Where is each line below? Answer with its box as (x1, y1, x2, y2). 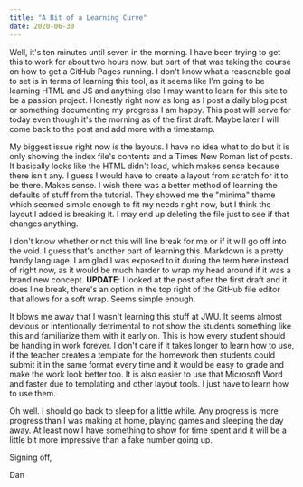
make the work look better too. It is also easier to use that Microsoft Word (9, 368, 283, 379)
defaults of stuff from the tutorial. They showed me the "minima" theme (9, 189, 276, 200)
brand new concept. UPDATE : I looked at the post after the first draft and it (9, 273, 288, 285)
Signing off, (9, 452, 52, 463)
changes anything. (9, 218, 79, 229)
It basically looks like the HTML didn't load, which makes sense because (9, 160, 279, 171)
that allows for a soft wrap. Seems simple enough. (9, 293, 196, 304)
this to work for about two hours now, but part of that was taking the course (9, 56, 291, 67)
